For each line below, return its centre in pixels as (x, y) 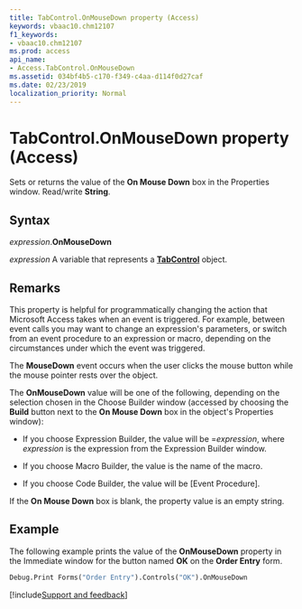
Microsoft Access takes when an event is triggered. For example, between (147, 319)
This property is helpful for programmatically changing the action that (138, 310)
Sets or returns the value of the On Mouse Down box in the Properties (140, 183)
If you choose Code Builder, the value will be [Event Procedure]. (141, 483)
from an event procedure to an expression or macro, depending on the (140, 339)
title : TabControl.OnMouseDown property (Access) (105, 18)
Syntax (30, 220)
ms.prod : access (40, 52)
